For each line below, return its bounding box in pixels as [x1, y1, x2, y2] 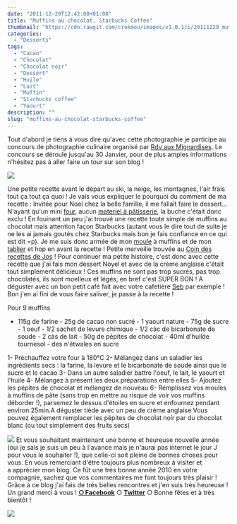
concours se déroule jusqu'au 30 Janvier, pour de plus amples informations [7, 150, 227, 158]
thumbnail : [7, 23, 39, 30]
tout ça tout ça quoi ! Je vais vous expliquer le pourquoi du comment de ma [7, 192, 227, 200]
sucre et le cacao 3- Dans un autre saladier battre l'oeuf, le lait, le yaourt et [7, 368, 225, 377]
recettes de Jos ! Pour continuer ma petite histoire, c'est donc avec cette [7, 252, 219, 260]
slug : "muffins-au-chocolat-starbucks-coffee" [7, 115, 147, 122]
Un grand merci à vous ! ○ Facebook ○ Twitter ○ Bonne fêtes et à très [7, 488, 215, 496]
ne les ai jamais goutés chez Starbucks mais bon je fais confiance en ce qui [7, 229, 227, 238]
